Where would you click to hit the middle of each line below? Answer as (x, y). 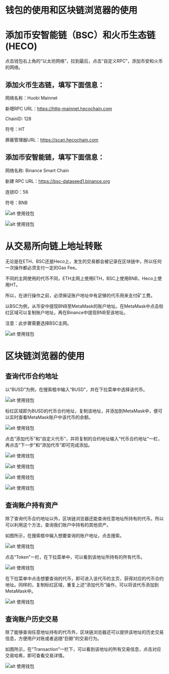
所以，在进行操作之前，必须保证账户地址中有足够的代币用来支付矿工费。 (80, 295)
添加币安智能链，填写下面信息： (55, 157)
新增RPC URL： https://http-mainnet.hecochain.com (59, 109)
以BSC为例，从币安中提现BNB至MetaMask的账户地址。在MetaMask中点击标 (84, 306)
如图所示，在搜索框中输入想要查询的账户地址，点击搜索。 (65, 535)
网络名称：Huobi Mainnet (31, 98)
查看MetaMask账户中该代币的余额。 (56, 417)
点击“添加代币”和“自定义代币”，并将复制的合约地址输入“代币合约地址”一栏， (84, 438)
